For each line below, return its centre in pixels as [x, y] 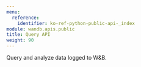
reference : [26, 18]
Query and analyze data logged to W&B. [56, 58]
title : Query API [28, 35]
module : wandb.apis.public [41, 29]
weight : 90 [20, 40]
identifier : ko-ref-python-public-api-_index [76, 23]
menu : [13, 12]
